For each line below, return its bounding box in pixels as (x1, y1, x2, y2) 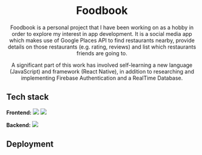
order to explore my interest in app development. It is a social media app (12, 30, 192, 37)
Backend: (6, 121, 31, 128)
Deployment (6, 139, 54, 150)
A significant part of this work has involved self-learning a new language (11, 61, 193, 69)
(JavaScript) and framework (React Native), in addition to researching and (9, 67, 195, 75)
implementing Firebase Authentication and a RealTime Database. (21, 74, 183, 81)
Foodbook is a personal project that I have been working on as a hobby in (10, 24, 194, 31)
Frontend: (6, 109, 32, 116)
